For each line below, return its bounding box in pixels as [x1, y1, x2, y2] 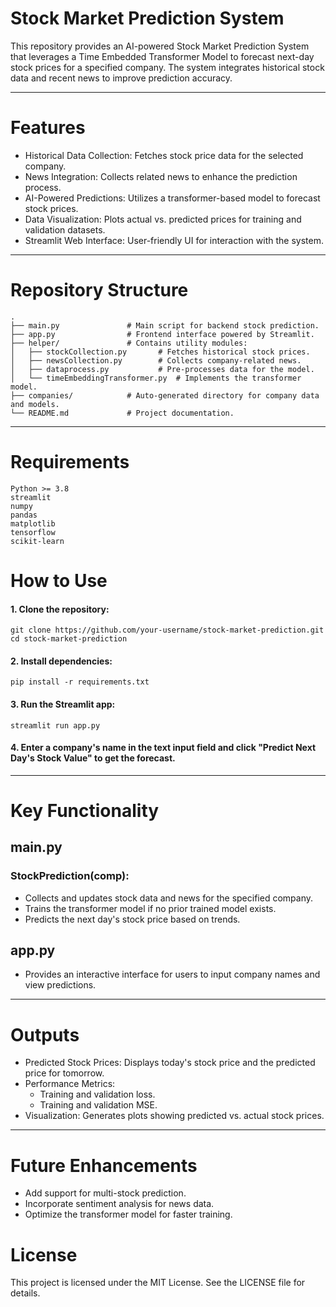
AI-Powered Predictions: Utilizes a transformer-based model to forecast [24, 192, 321, 204]
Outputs [10, 1023, 80, 1046]
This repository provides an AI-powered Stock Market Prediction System [10, 40, 310, 52]
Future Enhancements [10, 1154, 198, 1177]
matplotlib [10, 518, 56, 529]
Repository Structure [10, 279, 189, 302]
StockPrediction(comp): [10, 869, 130, 883]
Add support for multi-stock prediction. [24, 1187, 187, 1199]
